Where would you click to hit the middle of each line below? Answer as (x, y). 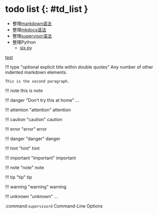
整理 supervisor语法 (32, 36)
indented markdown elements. (36, 72)
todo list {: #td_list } (47, 9)
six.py (26, 48)
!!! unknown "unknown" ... (32, 196)
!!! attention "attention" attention (38, 110)
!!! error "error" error (26, 129)
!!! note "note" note (25, 167)
